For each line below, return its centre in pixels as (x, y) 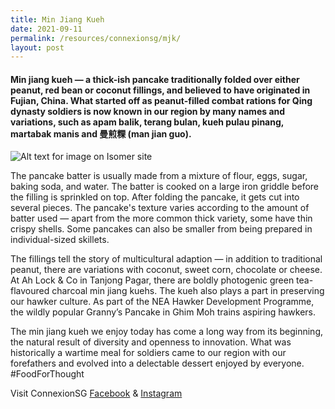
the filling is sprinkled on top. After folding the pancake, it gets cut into (155, 197)
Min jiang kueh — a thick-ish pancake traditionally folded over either (155, 79)
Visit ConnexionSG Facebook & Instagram (96, 393)
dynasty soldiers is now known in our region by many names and (148, 111)
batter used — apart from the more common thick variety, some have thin (161, 218)
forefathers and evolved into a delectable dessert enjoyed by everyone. (157, 363)
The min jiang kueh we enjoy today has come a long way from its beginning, (167, 332)
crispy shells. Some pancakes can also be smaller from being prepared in (161, 229)
